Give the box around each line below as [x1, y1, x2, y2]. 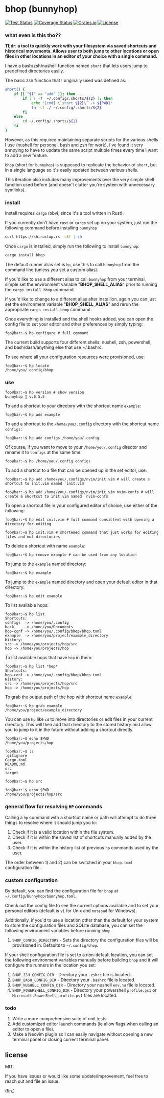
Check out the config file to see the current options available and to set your [5, 902, 159, 908]
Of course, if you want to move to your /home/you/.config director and [5, 444, 147, 450]
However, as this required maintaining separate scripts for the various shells [5, 137, 158, 142]
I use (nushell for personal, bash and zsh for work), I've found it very [5, 142, 143, 148]
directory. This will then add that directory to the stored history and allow [5, 722, 152, 728]
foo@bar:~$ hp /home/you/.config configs [5, 459, 91, 464]
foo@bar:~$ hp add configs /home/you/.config [5, 435, 99, 441]
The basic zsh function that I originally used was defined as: [5, 77, 126, 84]
